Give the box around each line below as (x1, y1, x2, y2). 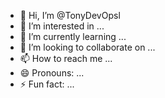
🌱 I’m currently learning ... (19, 31, 127, 42)
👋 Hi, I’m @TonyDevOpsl (19, 10, 121, 21)
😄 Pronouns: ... (19, 67, 85, 79)
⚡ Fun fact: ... (19, 78, 75, 90)
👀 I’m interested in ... (19, 20, 105, 32)
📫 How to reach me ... (19, 53, 113, 64)
